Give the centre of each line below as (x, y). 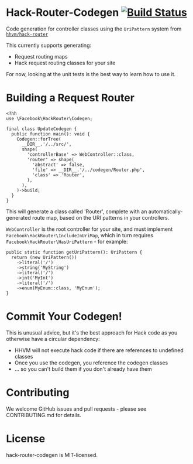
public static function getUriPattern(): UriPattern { (74, 252)
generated (18, 217)
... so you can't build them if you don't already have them (83, 369)
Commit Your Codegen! (64, 317)
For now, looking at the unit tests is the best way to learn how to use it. (91, 74)
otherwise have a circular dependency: (53, 339)
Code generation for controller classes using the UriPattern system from (94, 29)
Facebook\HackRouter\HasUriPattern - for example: (67, 241)
